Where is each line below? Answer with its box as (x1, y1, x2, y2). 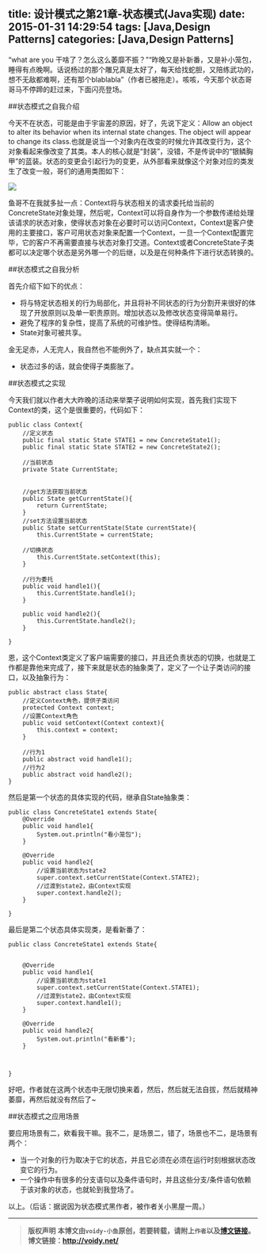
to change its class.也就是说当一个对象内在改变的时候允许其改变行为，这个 (8, 136, 252, 146)
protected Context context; (22, 704, 115, 712)
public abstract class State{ (8, 688, 108, 696)
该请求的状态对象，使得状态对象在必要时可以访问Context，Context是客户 (8, 217, 247, 227)
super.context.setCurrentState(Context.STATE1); (36, 984, 200, 991)
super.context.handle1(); (36, 999, 123, 1007)
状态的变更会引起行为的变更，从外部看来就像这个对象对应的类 (46, 156, 248, 166)
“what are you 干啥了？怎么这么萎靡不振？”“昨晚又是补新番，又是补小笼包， (8, 55, 256, 64)
